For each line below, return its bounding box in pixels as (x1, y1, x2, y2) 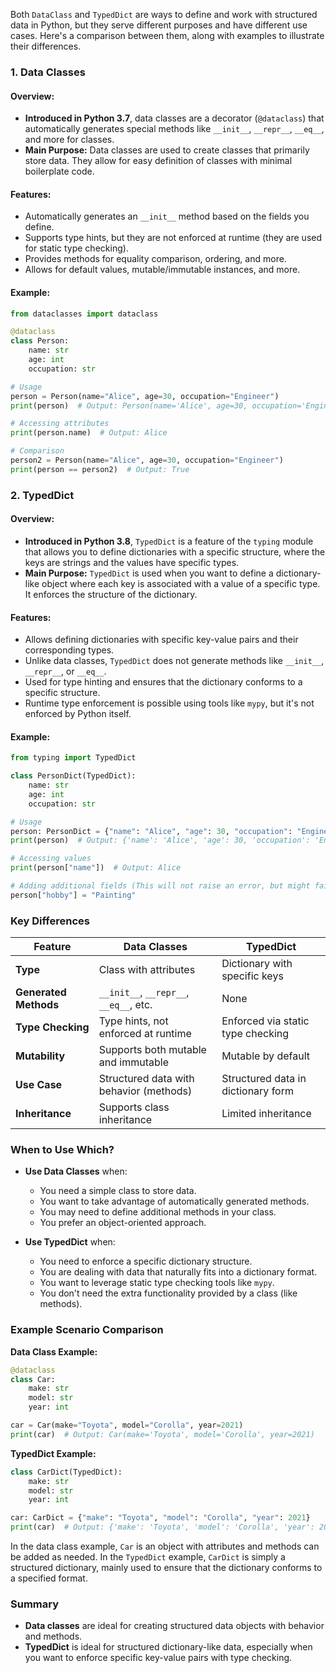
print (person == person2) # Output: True (10, 464, 190, 474)
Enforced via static (221, 1014, 310, 1028)
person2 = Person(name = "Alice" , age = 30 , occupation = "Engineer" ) (10, 455, 284, 466)
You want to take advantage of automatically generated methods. (39, 1195, 310, 1208)
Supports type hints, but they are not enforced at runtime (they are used (24, 232, 322, 244)
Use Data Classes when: (24, 1165, 128, 1178)
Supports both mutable (98, 1043, 207, 1057)
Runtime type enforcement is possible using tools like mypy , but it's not (24, 697, 315, 709)
